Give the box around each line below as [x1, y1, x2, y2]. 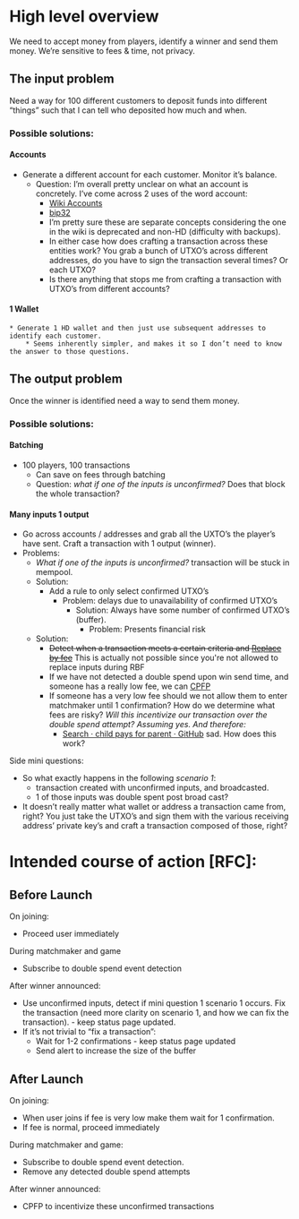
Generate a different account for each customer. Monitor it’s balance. [21, 168, 278, 180]
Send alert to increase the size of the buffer [35, 1045, 197, 1056]
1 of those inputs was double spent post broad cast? [35, 792, 229, 803]
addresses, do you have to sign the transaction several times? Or [48, 254, 289, 265]
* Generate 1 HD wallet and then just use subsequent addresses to [9, 324, 267, 333]
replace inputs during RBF [48, 662, 145, 673]
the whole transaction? [35, 488, 121, 499]
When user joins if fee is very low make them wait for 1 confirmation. [21, 1112, 275, 1123]
